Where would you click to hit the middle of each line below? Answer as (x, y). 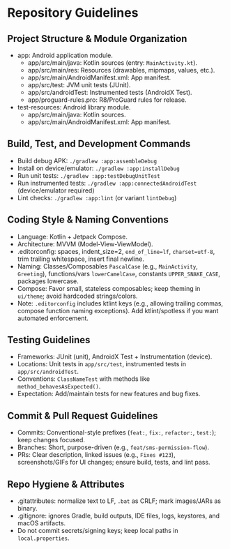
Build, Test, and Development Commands (99, 144)
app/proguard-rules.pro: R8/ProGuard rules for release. (107, 100)
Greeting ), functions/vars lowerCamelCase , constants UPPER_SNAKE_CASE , (119, 273)
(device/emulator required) (56, 190)
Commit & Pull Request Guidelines (83, 415)
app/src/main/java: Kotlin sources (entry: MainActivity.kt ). (112, 63)
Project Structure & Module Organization (97, 39)
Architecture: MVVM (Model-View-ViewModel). (85, 244)
